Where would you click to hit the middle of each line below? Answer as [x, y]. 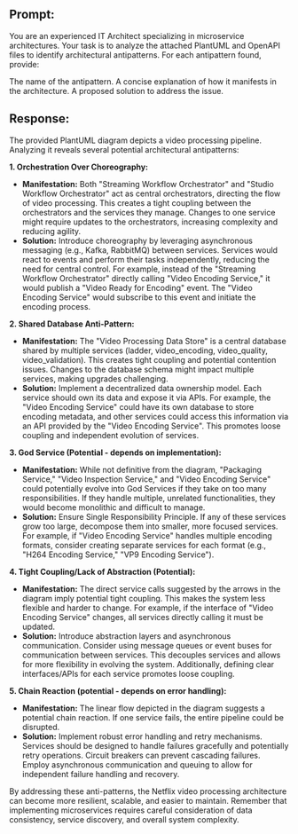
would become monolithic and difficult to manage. [114, 507]
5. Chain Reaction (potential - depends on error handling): [118, 690]
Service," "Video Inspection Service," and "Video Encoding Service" [146, 479]
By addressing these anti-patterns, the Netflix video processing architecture [148, 791]
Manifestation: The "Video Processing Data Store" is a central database [154, 341]
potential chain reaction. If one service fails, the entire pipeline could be [153, 717]
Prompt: [32, 15]
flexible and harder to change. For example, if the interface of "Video [148, 608]
